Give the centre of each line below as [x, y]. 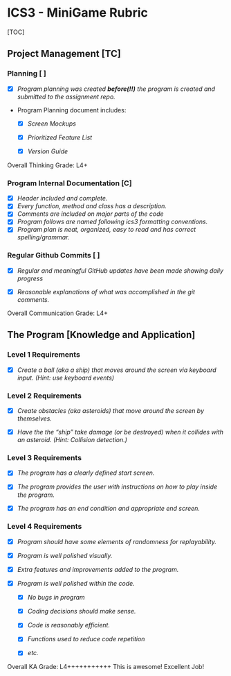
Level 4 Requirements [45, 527]
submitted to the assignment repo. [66, 96]
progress [30, 278]
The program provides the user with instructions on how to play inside [117, 487]
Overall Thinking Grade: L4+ [47, 165]
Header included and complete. [62, 198]
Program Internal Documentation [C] [70, 183]
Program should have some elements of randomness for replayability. [117, 541]
